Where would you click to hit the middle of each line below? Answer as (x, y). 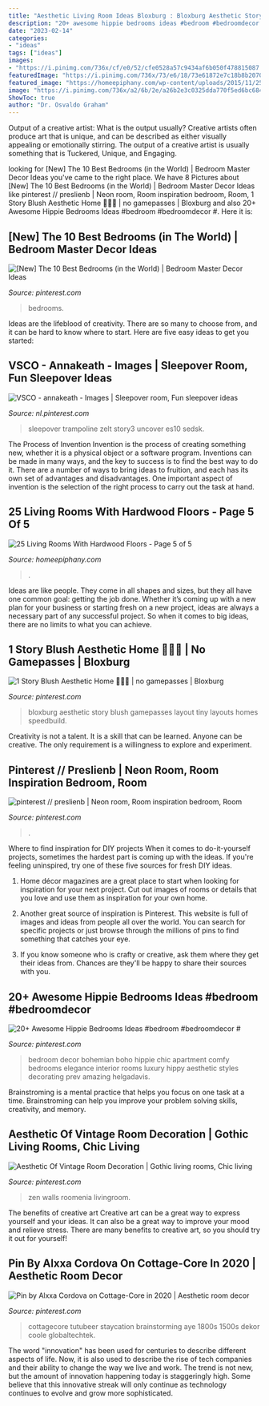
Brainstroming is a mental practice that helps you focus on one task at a (126, 1092)
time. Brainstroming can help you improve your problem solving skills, (123, 1101)
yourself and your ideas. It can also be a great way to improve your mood (129, 1221)
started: (21, 340)
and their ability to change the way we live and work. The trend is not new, (131, 1368)
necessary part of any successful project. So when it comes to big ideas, (129, 616)
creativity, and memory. (47, 1109)
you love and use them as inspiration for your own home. (114, 898)
